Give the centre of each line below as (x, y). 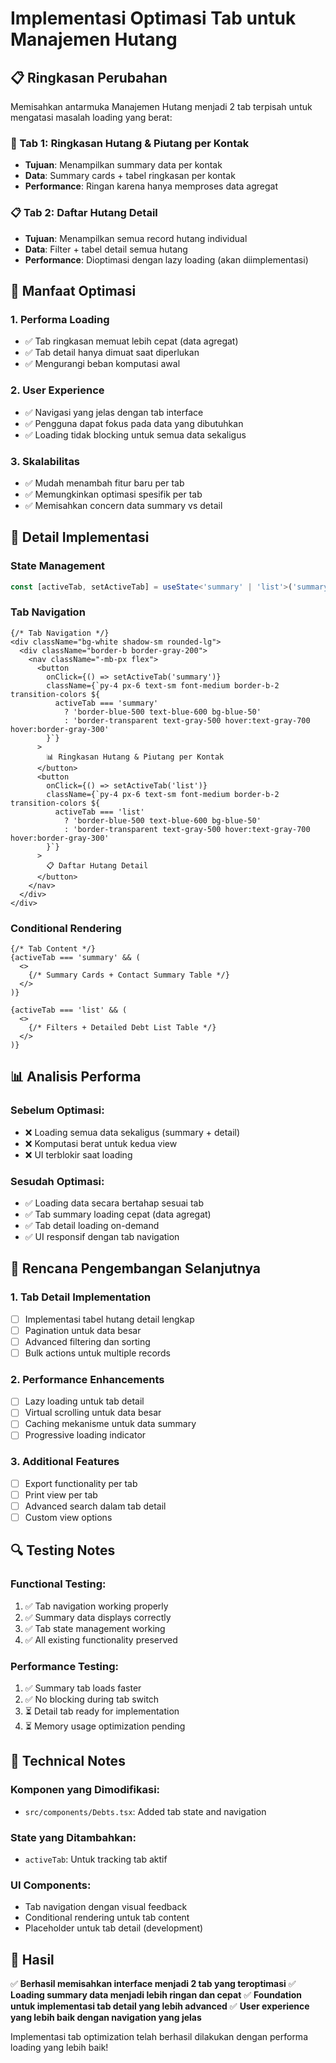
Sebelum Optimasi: (57, 1110)
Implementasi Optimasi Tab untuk (153, 18)
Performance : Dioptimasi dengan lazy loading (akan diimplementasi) (166, 259)
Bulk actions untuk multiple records (97, 1353)
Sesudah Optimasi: (57, 1181)
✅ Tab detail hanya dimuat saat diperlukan (112, 353)
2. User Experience (57, 390)
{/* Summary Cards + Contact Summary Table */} (129, 975)
